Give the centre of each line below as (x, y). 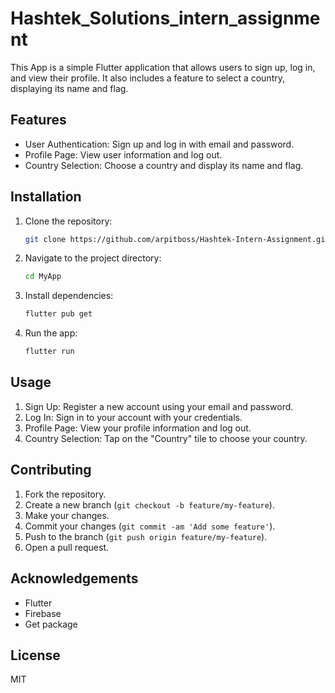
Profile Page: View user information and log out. (123, 154)
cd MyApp (43, 277)
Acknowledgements (74, 578)
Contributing (51, 470)
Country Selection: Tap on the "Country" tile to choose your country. (166, 438)
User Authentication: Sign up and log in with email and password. (159, 144)
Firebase (43, 613)
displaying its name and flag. (69, 88)
